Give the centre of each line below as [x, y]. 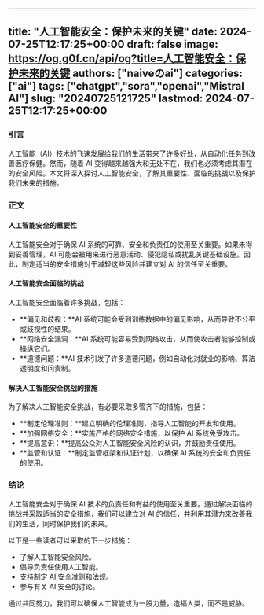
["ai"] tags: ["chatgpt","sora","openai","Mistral [126, 86]
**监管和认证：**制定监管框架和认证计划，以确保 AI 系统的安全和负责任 [135, 453]
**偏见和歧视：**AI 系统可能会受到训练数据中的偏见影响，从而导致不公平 [137, 319]
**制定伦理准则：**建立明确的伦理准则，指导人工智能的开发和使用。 [130, 424]
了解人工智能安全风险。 [57, 557]
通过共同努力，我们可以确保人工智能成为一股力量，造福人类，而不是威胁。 [128, 603]
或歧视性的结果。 [47, 329]
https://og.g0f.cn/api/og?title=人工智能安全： [122, 59]
